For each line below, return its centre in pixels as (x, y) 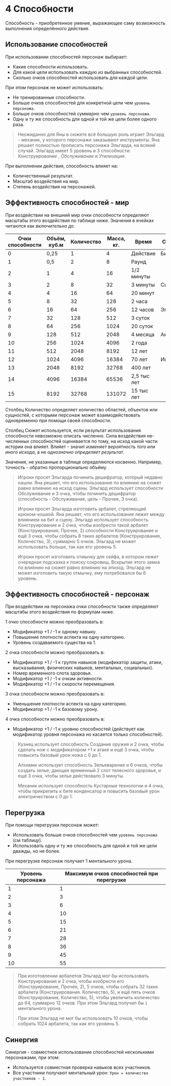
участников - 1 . (30, 1078)
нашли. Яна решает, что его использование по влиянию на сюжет (90, 482)
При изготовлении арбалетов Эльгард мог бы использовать (83, 976)
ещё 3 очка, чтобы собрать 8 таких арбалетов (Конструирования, (89, 536)
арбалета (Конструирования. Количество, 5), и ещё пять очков (86, 992)
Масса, (116, 238)
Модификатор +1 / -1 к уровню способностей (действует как (78, 729)
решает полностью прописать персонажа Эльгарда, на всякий (87, 145)
